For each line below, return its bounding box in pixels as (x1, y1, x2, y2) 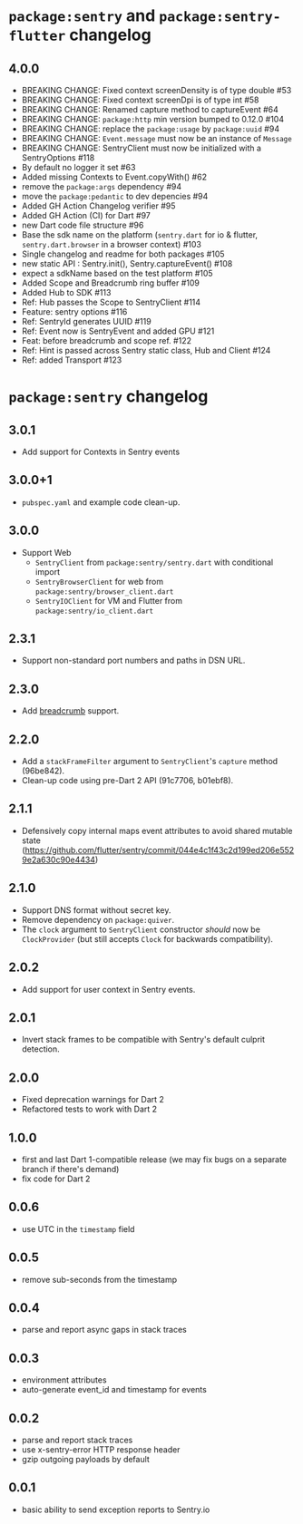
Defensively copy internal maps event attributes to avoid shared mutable (21, 825, 293, 836)
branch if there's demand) (21, 1163, 120, 1174)
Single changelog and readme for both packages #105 (21, 248, 225, 259)
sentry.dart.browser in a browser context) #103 (21, 239, 201, 249)
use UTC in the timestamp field (21, 1223, 135, 1234)
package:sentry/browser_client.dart (34, 587, 174, 597)
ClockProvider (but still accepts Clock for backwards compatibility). (21, 933, 274, 944)
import (34, 566, 61, 577)
